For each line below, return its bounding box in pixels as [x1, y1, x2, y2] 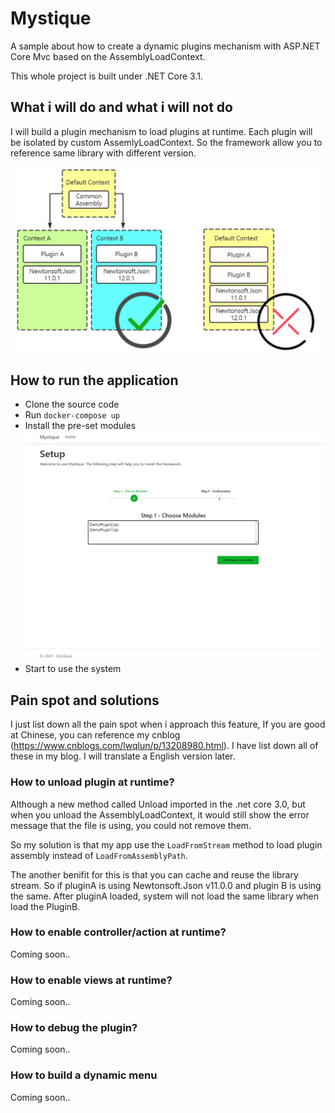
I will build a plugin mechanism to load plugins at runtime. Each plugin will [10, 125, 313, 137]
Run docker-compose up [24, 409, 120, 421]
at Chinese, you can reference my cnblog [10, 729, 181, 741]
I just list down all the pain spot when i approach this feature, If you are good [10, 718, 326, 731]
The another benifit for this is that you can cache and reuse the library [10, 868, 299, 881]
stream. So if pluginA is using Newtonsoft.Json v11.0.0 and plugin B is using [10, 879, 322, 891]
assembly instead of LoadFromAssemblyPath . [10, 849, 188, 861]
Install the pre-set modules [24, 420, 137, 432]
